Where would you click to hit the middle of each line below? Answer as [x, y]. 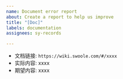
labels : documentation [34, 28]
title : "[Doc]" [25, 22]
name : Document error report [42, 11]
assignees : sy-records [34, 33]
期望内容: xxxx [32, 70]
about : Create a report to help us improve [60, 17]
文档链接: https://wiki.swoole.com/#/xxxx [66, 56]
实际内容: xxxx [32, 63]
